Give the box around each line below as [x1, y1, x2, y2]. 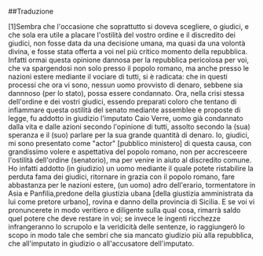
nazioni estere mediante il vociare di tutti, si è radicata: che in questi [8, 72, 228, 81]
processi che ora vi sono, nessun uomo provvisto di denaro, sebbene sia [8, 80, 243, 90]
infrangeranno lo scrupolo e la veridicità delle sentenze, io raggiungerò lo [8, 222, 245, 231]
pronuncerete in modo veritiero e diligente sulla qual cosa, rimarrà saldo [8, 206, 241, 214]
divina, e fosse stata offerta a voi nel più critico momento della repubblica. [8, 47, 248, 56]
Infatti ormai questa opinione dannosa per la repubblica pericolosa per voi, [8, 55, 250, 64]
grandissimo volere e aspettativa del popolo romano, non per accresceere [8, 147, 247, 156]
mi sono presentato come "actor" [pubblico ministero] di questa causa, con [8, 139, 252, 148]
